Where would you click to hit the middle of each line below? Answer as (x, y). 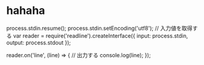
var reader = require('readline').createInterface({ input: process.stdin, (100, 36)
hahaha (26, 11)
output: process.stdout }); (39, 43)
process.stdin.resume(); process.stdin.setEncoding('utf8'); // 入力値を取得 (100, 28)
